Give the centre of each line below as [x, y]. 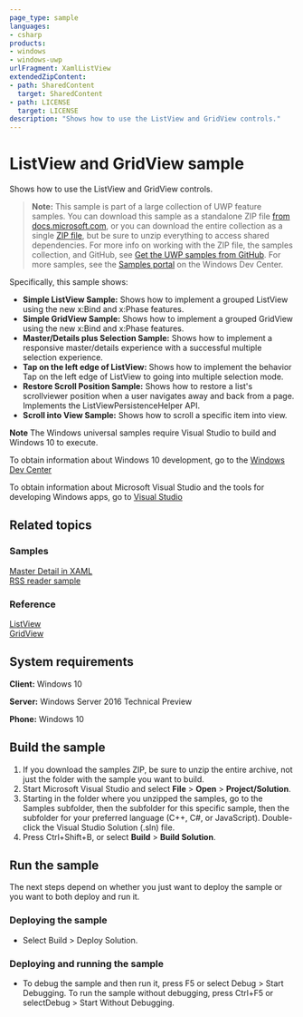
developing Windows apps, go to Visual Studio [96, 497]
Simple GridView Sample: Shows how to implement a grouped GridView [158, 319]
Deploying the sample [58, 920]
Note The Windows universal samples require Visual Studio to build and [143, 433]
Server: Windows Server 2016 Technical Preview [101, 701]
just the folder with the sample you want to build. [114, 779]
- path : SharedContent [52, 85]
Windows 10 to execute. [54, 443]
